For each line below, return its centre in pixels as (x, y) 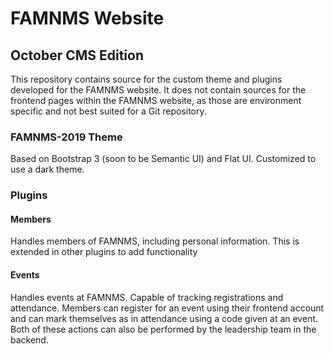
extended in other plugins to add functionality (104, 252)
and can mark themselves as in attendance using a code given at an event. (164, 318)
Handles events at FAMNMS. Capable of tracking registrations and (147, 297)
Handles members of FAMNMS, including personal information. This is (155, 241)
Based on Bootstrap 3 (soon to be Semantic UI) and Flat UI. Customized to (163, 159)
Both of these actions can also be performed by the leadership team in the (163, 329)
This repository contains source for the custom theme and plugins (146, 79)
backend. (29, 339)
